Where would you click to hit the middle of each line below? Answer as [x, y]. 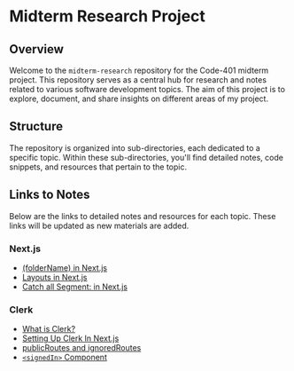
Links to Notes [50, 195]
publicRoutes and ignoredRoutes [81, 348]
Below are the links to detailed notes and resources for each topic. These [143, 216]
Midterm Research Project [108, 16]
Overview [37, 49]
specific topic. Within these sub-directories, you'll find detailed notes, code [146, 157]
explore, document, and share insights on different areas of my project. [139, 99]
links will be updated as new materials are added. [99, 225]
